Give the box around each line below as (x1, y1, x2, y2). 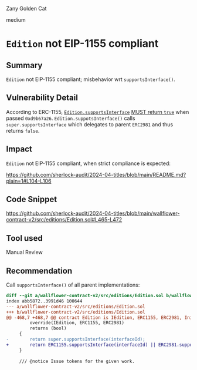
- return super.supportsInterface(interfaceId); (6, 337, 145, 342)
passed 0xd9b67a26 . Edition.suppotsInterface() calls (6, 115, 135, 122)
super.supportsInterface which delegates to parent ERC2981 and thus (6, 120, 174, 128)
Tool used (6, 233, 43, 243)
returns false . (6, 127, 40, 134)
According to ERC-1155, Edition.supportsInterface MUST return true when (6, 108, 189, 115)
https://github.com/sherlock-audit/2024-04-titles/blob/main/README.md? (6, 171, 186, 178)
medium (6, 16, 26, 23)
